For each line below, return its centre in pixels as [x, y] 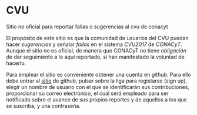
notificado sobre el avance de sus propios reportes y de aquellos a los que [96, 99]
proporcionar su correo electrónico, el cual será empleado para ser [87, 93]
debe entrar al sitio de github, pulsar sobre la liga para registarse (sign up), [96, 81]
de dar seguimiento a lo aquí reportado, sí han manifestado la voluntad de [96, 57]
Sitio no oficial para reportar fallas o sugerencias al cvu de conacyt [87, 27]
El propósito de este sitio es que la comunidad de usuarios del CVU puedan [98, 38]
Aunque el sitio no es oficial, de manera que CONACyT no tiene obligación [96, 50]
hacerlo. [16, 63]
